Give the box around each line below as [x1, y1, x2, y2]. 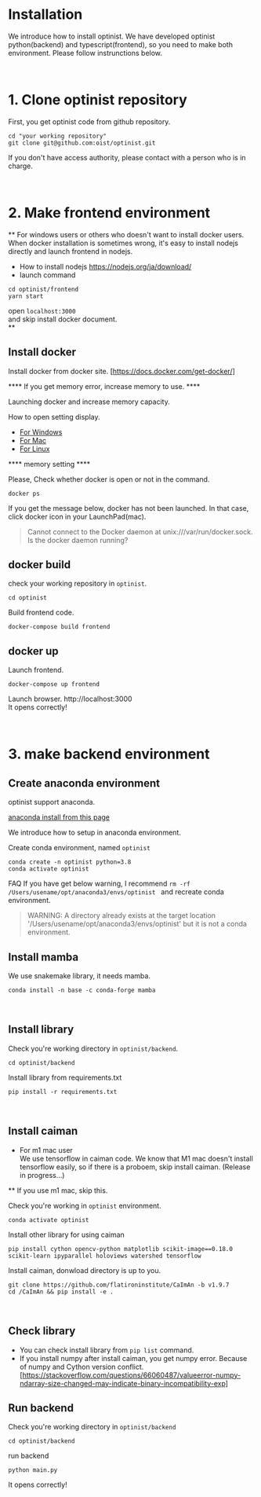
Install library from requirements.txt [8, 1073, 122, 1082]
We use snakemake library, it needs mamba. [8, 971, 151, 981]
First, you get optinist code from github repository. [8, 116, 171, 127]
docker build [8, 558, 71, 571]
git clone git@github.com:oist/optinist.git [8, 139, 156, 147]
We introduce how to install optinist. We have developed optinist [8, 31, 216, 41]
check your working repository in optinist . [8, 579, 147, 589]
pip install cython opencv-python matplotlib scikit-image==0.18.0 [8, 1245, 234, 1253]
